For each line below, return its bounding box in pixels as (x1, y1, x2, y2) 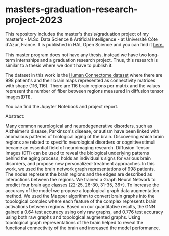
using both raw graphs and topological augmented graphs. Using (5, 214, 141, 220)
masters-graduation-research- (5, 4, 138, 15)
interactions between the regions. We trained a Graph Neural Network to (5, 176, 156, 182)
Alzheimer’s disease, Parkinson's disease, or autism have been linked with (5, 128, 160, 134)
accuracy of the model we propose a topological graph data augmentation (5, 187, 160, 193)
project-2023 (5, 14, 63, 26)
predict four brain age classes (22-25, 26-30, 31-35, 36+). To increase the (5, 182, 159, 188)
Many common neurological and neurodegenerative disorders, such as (5, 123, 152, 129)
